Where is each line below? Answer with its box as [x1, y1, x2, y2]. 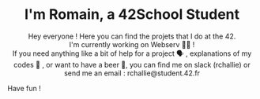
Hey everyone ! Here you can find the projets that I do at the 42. [28, 31, 236, 41]
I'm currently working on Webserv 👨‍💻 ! [69, 39, 195, 49]
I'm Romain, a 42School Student [24, 5, 240, 24]
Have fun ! [7, 83, 41, 93]
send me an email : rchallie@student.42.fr [63, 68, 201, 78]
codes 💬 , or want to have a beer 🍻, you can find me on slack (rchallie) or [13, 60, 251, 69]
